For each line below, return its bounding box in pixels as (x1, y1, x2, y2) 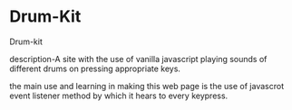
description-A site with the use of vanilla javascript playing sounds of (9, 53, 268, 64)
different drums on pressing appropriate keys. (9, 63, 181, 74)
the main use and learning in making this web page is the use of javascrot (9, 80, 284, 91)
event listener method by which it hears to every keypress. (9, 90, 229, 101)
